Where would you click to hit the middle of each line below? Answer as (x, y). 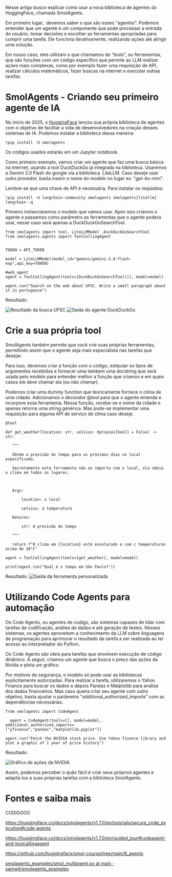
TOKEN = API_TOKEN (25, 250)
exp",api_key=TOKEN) (27, 263)
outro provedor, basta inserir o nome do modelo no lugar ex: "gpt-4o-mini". (84, 178)
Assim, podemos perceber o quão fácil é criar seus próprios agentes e (80, 772)
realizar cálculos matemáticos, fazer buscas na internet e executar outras (83, 71)
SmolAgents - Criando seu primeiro (82, 97)
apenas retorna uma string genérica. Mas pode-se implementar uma (77, 408)
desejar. (14, 356)
